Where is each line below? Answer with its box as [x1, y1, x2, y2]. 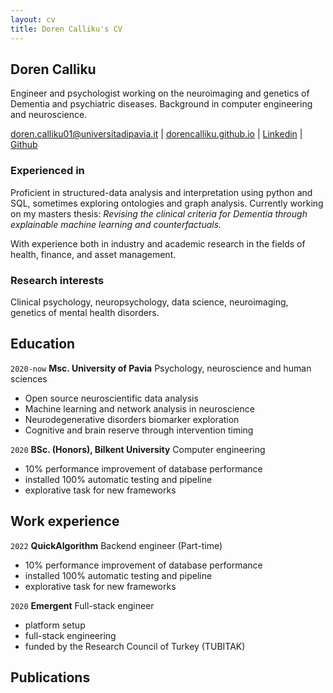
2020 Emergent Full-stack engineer [10, 599, 155, 611]
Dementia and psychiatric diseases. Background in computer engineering [10, 98, 313, 110]
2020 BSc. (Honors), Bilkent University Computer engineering [10, 443, 266, 455]
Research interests [10, 273, 105, 287]
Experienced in [10, 164, 85, 178]
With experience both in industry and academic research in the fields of [10, 237, 306, 250]
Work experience [10, 513, 120, 530]
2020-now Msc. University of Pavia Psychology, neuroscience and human [10, 362, 312, 374]
